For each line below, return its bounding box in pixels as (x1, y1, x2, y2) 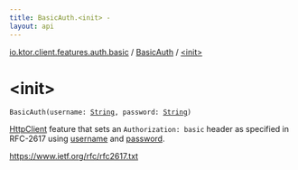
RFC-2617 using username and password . (9, 133, 165, 145)
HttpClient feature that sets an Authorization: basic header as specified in (9, 124, 289, 135)
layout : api (9, 22, 54, 31)
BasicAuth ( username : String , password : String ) (9, 108, 192, 118)
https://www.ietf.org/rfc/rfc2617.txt (9, 151, 138, 162)
